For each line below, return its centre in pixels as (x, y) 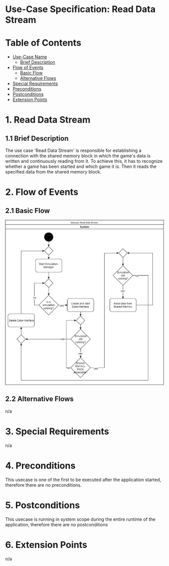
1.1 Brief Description (37, 138)
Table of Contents (43, 43)
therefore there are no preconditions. (44, 485)
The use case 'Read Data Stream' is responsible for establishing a (73, 151)
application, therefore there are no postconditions (57, 524)
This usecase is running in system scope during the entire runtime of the (80, 519)
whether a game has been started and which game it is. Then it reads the (81, 166)
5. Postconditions (43, 505)
